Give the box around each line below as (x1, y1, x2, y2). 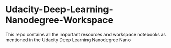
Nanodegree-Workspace (5, 14, 114, 26)
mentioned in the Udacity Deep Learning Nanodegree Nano (5, 37, 131, 43)
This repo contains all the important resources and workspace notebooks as (5, 31, 166, 37)
